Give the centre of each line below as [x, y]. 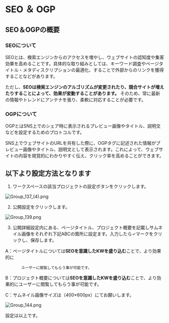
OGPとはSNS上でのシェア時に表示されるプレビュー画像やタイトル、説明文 [83, 126]
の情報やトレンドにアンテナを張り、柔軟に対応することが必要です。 [76, 99]
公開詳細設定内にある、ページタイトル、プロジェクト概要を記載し [81, 227]
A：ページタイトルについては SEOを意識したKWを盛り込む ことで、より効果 [83, 251]
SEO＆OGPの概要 [33, 30]
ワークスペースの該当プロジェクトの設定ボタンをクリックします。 [80, 186]
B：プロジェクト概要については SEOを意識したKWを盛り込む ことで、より [81, 277]
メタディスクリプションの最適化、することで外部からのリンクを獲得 [93, 70]
